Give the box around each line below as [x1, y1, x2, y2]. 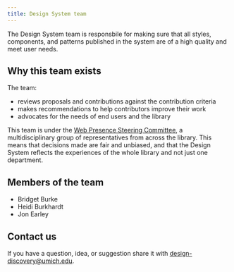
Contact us [7, 230, 57, 242]
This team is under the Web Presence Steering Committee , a [7, 126, 183, 135]
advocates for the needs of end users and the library [17, 112, 171, 120]
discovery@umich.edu [7, 256, 73, 265]
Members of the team [7, 176, 104, 188]
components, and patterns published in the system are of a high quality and [7, 37, 227, 46]
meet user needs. [7, 44, 58, 53]
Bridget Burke [17, 195, 58, 204]
